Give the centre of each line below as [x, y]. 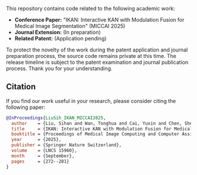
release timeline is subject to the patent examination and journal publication [97, 62]
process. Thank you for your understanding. [59, 68]
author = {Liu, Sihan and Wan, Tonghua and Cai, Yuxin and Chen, [97, 123]
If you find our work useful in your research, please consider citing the [91, 101]
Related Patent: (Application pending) [60, 38]
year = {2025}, [36, 140]
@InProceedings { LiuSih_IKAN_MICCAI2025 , [56, 118]
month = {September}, [43, 156]
